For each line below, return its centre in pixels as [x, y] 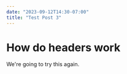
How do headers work [63, 48]
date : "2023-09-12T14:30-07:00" [48, 12]
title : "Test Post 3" [34, 18]
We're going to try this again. [43, 64]
